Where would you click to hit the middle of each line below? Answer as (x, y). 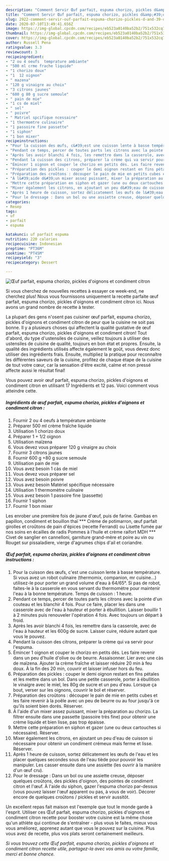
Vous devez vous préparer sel (44, 474)
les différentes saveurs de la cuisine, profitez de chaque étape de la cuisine (84, 360)
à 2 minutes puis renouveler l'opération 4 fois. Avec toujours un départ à (88, 615)
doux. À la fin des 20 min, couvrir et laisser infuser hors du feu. (78, 669)
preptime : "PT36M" (25, 248)
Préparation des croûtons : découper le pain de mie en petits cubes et (85, 695)
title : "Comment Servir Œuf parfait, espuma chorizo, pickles (72, 15)
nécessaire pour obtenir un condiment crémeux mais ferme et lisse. (83, 743)
